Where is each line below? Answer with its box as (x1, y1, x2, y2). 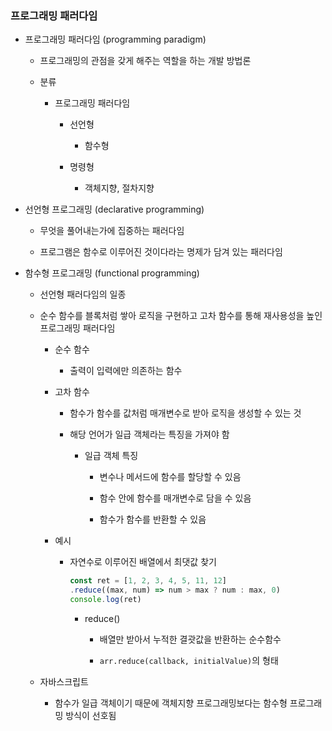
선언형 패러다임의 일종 (39, 288, 127, 301)
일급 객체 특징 (84, 450, 139, 462)
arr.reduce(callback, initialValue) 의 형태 (99, 654, 279, 666)
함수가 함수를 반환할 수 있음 (99, 513, 207, 526)
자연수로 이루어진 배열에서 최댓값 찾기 (69, 556, 217, 568)
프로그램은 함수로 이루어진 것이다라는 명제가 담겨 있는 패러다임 (39, 246, 283, 258)
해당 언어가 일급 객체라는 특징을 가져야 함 (69, 428, 230, 441)
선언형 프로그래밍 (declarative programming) (24, 203, 205, 216)
